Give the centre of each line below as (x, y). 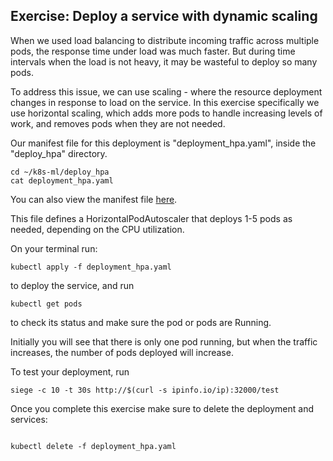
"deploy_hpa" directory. (59, 153)
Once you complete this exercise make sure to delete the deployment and (162, 408)
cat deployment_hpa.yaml (62, 180)
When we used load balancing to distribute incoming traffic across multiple (165, 40)
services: (29, 419)
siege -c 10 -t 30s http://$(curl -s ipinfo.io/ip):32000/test (145, 390)
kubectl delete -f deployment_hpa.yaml (93, 446)
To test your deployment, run (70, 371)
